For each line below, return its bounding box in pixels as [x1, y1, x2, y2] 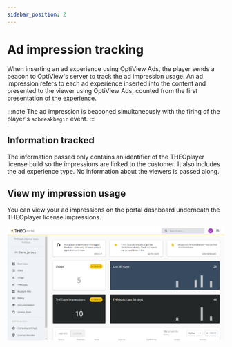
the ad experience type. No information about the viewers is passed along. [7, 168, 220, 176]
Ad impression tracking [7, 41, 144, 57]
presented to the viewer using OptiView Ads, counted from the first [7, 86, 198, 95]
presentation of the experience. [7, 94, 97, 102]
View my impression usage [7, 187, 126, 199]
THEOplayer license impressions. [7, 213, 101, 221]
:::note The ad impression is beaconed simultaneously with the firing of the [7, 107, 220, 115]
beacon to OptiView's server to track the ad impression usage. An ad [7, 72, 204, 80]
